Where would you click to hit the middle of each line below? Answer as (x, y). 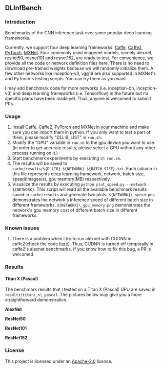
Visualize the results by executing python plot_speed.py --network (79, 184)
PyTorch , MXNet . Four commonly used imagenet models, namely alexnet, (79, 52)
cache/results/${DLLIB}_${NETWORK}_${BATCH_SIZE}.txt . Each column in (84, 168)
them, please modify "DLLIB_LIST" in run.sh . (57, 137)
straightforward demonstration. (36, 300)
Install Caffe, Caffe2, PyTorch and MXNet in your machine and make (81, 127)
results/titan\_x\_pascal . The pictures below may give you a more (73, 295)
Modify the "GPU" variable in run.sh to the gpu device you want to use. (84, 142)
